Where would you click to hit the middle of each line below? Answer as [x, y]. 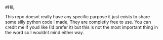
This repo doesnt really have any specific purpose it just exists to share [78, 17]
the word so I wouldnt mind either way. [44, 32]
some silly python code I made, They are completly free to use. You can [78, 22]
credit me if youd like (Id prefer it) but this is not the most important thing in [81, 27]
